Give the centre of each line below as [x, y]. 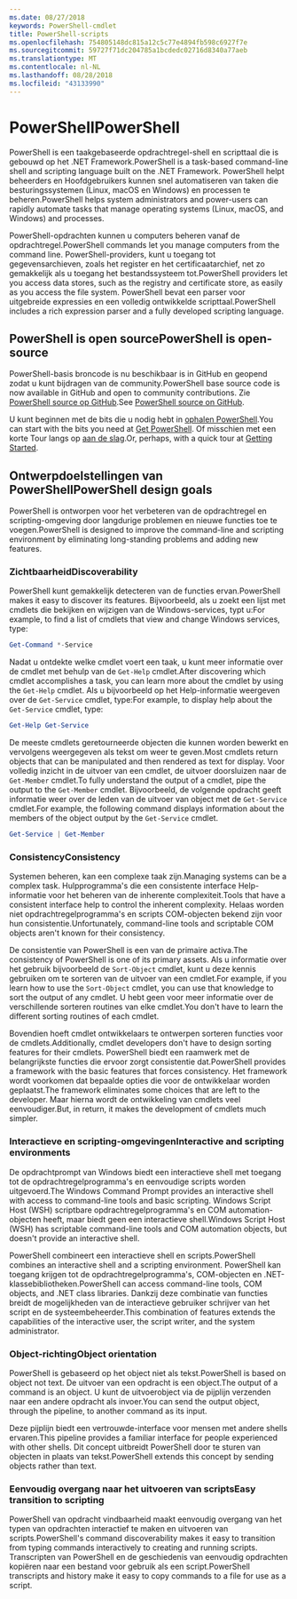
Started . [24, 448]
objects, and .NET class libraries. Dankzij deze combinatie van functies [139, 1293]
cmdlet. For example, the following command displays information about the [147, 808]
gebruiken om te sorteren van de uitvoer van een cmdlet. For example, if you [148, 979]
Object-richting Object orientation [83, 1354]
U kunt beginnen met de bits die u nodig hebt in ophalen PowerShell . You [141, 419]
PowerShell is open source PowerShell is [122, 338]
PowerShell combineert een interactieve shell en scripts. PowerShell [132, 1255]
